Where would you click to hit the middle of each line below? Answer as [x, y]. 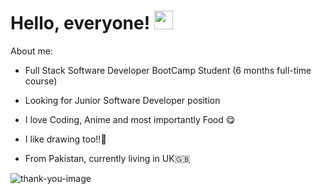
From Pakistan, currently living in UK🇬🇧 [107, 158]
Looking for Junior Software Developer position [122, 100]
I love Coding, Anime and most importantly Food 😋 [130, 119]
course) [41, 81]
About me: [31, 51]
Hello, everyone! [80, 23]
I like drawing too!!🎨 [65, 139]
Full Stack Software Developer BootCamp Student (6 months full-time [168, 70]
